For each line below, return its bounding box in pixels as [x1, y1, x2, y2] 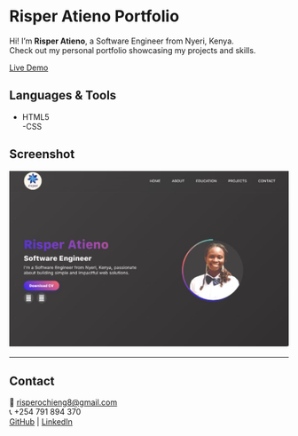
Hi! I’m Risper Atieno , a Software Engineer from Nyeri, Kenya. [9, 36, 235, 46]
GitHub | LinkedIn [9, 416, 73, 427]
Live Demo [9, 62, 49, 73]
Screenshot [9, 147, 75, 162]
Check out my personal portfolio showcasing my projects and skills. [9, 44, 256, 55]
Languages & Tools [9, 88, 117, 103]
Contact [9, 373, 55, 388]
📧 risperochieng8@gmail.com [9, 397, 118, 408]
